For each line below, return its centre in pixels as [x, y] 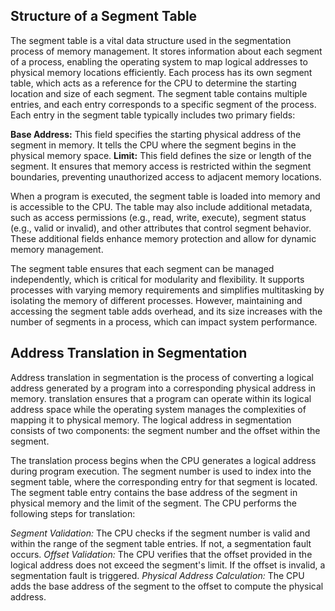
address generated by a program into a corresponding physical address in [163, 388]
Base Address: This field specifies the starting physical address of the [156, 134]
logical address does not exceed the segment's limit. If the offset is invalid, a [168, 565]
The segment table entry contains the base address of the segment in [154, 492]
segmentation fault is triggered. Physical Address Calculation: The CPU [157, 575]
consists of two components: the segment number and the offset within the [165, 430]
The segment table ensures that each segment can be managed [142, 268]
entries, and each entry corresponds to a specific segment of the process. [163, 104]
